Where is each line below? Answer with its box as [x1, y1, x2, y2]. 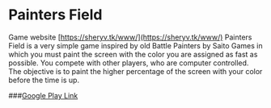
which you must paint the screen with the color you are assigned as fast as [8, 49, 258, 59]
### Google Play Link [8, 90, 78, 100]
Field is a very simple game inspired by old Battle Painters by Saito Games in [8, 40, 263, 50]
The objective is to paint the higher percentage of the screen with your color [8, 66, 263, 76]
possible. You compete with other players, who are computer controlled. [8, 58, 249, 68]
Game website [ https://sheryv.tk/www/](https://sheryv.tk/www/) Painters [8, 32, 252, 42]
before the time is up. [8, 75, 79, 85]
